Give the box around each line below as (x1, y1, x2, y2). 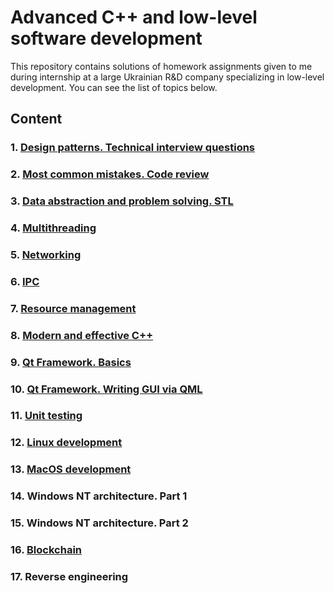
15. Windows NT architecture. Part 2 (10, 516, 189, 530)
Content (10, 111, 63, 128)
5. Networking (10, 247, 82, 261)
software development (10, 27, 203, 50)
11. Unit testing (10, 409, 83, 423)
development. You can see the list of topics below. (10, 81, 218, 93)
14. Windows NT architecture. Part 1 (10, 489, 188, 503)
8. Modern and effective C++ (10, 328, 154, 342)
